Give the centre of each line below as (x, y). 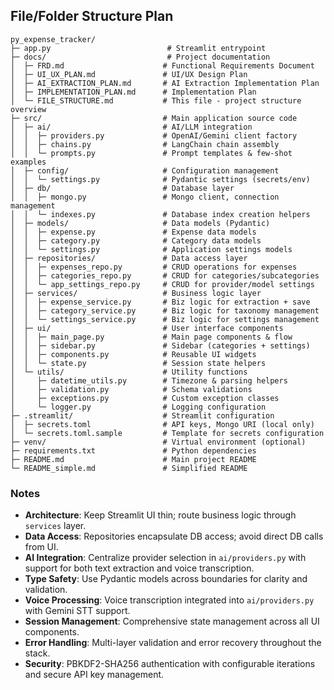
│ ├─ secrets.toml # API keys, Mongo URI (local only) (162, 424)
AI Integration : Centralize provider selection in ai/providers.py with (165, 558)
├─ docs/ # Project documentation (140, 57)
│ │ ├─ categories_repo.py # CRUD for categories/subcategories (165, 275)
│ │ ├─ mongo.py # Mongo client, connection (145, 197)
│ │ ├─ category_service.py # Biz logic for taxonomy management (165, 310)
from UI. (41, 547)
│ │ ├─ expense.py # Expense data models (133, 232)
